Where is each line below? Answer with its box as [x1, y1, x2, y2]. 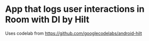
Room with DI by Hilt [5, 14, 90, 25]
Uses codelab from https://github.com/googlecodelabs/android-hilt [5, 30, 142, 36]
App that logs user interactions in [5, 3, 145, 15]
